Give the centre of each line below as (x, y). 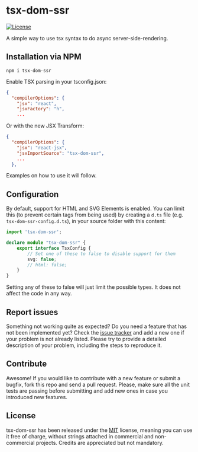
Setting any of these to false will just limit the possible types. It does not (93, 287)
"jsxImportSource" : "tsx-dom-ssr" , (61, 153)
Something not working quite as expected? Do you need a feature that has (97, 326)
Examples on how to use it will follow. (51, 176)
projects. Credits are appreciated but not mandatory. (100, 443)
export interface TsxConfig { (54, 248)
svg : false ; (42, 259)
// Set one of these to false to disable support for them (102, 254)
